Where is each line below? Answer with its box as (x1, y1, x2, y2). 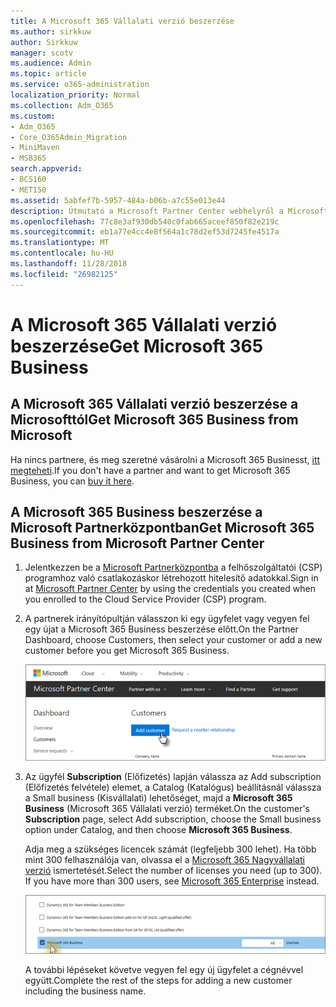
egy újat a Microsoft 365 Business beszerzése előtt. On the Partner (24, 623, 299, 635)
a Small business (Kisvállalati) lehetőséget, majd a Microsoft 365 (24, 792, 293, 804)
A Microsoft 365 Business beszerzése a (10, 504, 263, 521)
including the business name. (24, 985, 147, 997)
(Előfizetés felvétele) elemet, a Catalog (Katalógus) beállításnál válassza (24, 781, 322, 794)
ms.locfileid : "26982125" (10, 269, 118, 279)
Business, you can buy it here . (10, 475, 135, 487)
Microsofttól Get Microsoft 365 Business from (10, 411, 299, 429)
